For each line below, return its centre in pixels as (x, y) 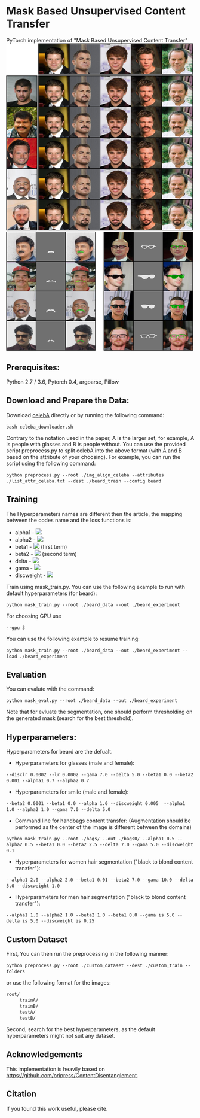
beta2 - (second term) (46, 554)
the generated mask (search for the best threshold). (70, 718)
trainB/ (29, 1007)
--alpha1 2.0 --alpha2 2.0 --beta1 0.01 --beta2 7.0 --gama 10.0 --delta (100, 880)
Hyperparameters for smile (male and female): (72, 792)
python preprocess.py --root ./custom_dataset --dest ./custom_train (95, 966)
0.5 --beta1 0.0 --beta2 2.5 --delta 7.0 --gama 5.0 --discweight (109, 845)
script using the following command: (51, 463)
